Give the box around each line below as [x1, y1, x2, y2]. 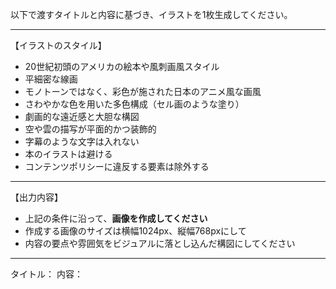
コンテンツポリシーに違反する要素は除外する [24, 161, 210, 172]
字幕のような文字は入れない [24, 136, 140, 147]
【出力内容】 [10, 191, 63, 203]
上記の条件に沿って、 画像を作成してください [24, 213, 208, 224]
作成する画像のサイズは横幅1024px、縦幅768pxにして [24, 225, 247, 237]
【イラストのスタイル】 [10, 39, 107, 51]
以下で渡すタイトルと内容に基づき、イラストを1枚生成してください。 [10, 9, 293, 20]
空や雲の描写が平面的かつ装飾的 [24, 123, 157, 135]
